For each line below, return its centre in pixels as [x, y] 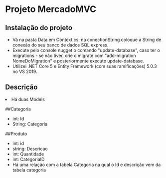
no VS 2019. [25, 71]
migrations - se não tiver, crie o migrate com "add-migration [74, 55]
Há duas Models [28, 99]
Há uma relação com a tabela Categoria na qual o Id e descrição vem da [86, 164]
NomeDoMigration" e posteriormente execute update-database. [78, 61]
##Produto [16, 133]
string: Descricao [30, 148]
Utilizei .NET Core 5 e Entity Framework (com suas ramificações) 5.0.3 [84, 66]
